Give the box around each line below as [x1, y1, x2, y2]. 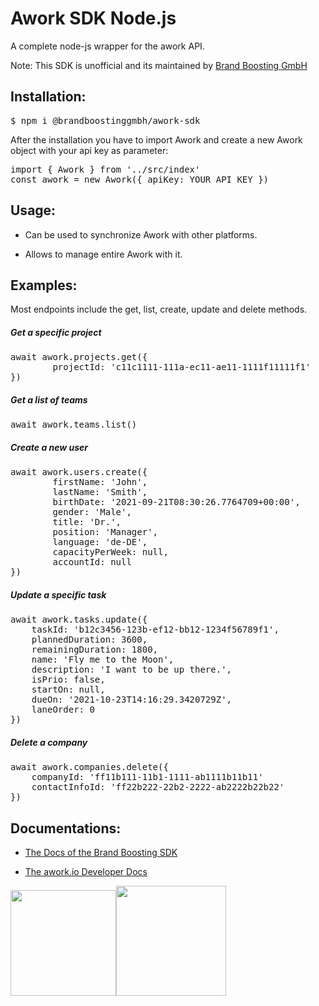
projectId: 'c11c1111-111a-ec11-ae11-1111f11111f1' [52, 362, 312, 373]
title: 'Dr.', [52, 517, 122, 528]
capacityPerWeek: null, [52, 547, 169, 558]
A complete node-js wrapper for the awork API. [10, 40, 205, 52]
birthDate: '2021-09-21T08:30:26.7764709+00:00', [52, 497, 301, 508]
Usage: [10, 202, 57, 219]
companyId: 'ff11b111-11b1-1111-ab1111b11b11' [31, 772, 264, 783]
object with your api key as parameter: [10, 144, 169, 156]
